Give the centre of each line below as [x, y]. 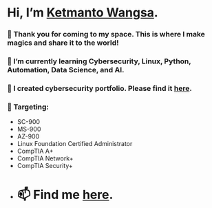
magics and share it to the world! [63, 43]
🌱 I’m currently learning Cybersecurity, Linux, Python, [99, 61]
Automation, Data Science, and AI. [66, 70]
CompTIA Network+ [45, 158]
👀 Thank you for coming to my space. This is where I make [106, 34]
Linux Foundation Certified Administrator [75, 144]
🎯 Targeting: [28, 107]
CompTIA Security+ [45, 166]
